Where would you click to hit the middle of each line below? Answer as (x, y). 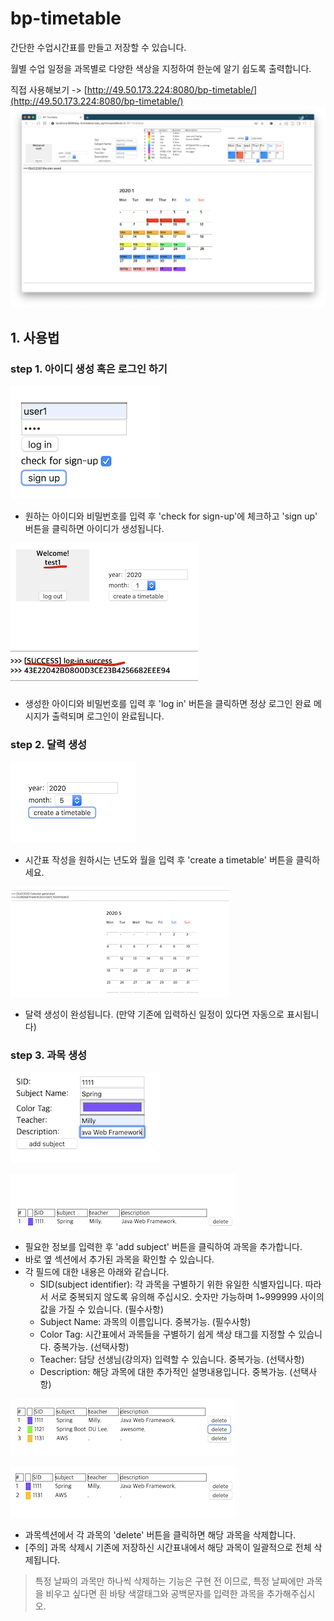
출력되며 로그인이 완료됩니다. (108, 716)
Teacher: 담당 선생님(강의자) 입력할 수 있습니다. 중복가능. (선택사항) (172, 1359)
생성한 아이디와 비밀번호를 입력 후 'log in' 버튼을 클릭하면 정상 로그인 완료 (168, 704)
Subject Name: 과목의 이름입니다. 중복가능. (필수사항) (145, 1321)
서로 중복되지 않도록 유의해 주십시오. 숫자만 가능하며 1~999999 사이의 (187, 1296)
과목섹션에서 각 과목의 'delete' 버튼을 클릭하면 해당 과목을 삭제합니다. (160, 1534)
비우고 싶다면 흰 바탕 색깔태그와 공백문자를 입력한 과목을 (155, 1593)
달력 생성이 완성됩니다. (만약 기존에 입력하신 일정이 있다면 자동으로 (154, 1014)
